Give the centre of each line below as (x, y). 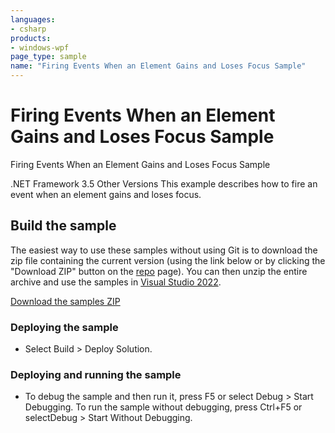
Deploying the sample (64, 327)
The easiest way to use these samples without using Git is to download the (164, 250)
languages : (33, 19)
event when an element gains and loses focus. (106, 194)
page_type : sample (48, 57)
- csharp (28, 29)
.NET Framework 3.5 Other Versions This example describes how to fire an (164, 183)
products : (31, 38)
